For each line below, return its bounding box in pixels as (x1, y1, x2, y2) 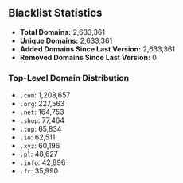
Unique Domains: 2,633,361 (19, 36, 113, 45)
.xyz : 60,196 (19, 141, 60, 151)
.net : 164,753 (19, 107, 64, 117)
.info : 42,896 (19, 158, 66, 167)
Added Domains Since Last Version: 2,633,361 (19, 44, 175, 54)
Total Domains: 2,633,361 (19, 27, 106, 36)
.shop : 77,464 (19, 116, 65, 125)
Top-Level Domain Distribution (8, 72, 130, 83)
